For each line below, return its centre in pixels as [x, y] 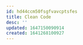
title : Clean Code [29, 17]
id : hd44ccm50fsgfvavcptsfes [42, 11]
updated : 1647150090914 [35, 28]
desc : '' [17, 22]
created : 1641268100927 [35, 33]
